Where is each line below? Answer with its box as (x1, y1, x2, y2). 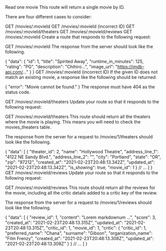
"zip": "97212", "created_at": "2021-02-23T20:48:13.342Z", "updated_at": (5, 159, 155, 165)
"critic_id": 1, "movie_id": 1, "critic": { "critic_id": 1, (46, 225, 147, 231)
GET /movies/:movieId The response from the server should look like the (5, 44, 154, 49)
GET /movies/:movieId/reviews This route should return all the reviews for (5, 185, 156, 190)
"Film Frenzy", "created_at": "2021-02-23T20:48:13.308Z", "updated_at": (5, 236, 154, 241)
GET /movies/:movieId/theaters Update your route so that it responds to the (5, 99, 160, 105)
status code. (5, 89, 31, 95)
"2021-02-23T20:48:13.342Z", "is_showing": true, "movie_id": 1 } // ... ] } (5, 165, 153, 170)
